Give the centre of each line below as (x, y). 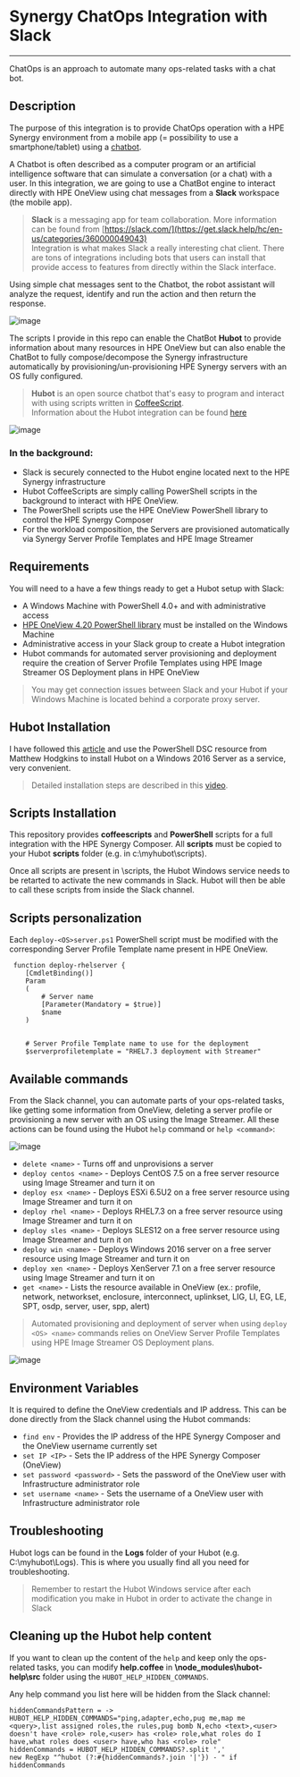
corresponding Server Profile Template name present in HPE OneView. (138, 949)
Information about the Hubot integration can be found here (139, 412)
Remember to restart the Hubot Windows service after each (141, 1588)
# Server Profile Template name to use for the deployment (137, 1044)
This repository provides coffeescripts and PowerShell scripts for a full (141, 834)
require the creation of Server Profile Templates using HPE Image (142, 663)
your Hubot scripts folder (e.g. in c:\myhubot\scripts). (108, 854)
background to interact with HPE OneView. (100, 501)
